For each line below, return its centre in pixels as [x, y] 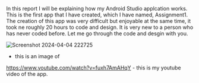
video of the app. [27, 74]
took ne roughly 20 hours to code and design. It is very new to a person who [100, 27]
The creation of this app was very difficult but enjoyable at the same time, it [99, 21]
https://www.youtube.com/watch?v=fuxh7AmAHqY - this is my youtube [94, 68]
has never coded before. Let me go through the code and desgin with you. [97, 34]
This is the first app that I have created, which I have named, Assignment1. [97, 15]
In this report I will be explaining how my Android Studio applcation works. [97, 9]
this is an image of [37, 56]
